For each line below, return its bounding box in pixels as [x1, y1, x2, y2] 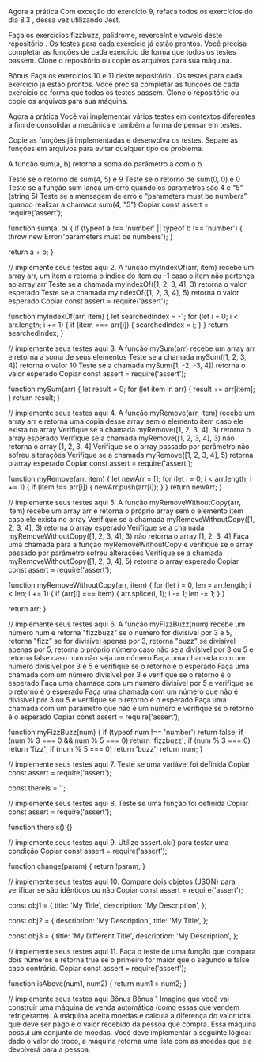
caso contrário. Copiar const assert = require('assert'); [8, 964, 187, 973]
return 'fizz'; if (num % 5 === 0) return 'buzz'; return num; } [8, 744, 203, 753]
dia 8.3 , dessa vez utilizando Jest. [8, 15, 121, 25]
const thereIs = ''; [8, 783, 66, 793]
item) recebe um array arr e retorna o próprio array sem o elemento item [8, 506, 243, 516]
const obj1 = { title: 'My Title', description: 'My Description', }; [8, 900, 207, 910]
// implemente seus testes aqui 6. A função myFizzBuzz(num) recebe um [8, 619, 246, 629]
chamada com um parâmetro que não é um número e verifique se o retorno [8, 704, 255, 713]
